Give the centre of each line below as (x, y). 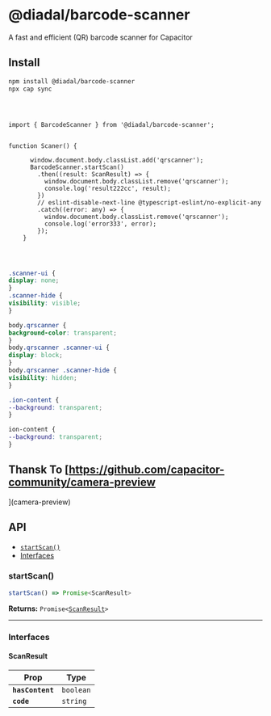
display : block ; (35, 356)
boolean (76, 690)
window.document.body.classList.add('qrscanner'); (117, 160)
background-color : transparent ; (63, 333)
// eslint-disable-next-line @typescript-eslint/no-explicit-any (150, 202)
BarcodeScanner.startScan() (77, 167)
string (74, 701)
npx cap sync (30, 89)
